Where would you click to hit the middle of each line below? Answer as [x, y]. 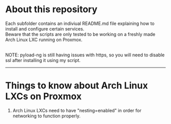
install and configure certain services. [45, 28]
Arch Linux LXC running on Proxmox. [44, 40]
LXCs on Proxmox [44, 96]
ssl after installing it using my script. [43, 60]
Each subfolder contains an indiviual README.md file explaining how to [80, 23]
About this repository [51, 9]
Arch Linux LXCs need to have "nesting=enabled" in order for [77, 110]
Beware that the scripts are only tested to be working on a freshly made [80, 34]
